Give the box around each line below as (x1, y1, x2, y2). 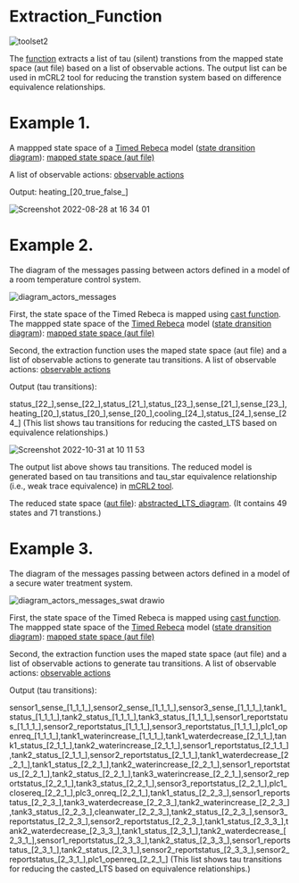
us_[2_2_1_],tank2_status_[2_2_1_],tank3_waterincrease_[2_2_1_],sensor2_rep (9, 768, 290, 779)
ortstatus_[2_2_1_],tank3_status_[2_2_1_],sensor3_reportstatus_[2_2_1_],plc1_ (9, 778, 287, 788)
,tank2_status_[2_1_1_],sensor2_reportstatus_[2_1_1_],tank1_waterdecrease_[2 (9, 749, 289, 760)
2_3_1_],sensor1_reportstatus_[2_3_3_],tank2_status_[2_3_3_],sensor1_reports (9, 835, 291, 846)
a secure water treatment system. (9, 578, 134, 588)
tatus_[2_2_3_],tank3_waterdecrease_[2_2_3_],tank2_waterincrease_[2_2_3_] (9, 796, 290, 807)
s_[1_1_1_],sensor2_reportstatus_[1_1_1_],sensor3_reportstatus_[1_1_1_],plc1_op (9, 721, 288, 731)
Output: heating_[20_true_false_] (9, 186, 129, 197)
